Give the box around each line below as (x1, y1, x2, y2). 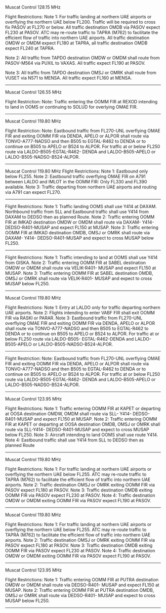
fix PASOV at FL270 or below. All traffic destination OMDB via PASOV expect (5, 24, 161, 30)
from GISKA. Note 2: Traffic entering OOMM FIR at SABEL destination (5, 260, 146, 265)
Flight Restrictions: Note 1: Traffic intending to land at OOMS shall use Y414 (5, 255, 158, 260)
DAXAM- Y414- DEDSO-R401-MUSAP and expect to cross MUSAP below (5, 235, 154, 241)
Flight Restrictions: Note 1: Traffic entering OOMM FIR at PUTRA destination (5, 577, 159, 582)
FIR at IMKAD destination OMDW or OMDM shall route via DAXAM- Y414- (5, 219, 155, 225)
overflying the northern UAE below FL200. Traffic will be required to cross (5, 19, 156, 25)
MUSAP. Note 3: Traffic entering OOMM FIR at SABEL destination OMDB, (5, 270, 153, 276)
